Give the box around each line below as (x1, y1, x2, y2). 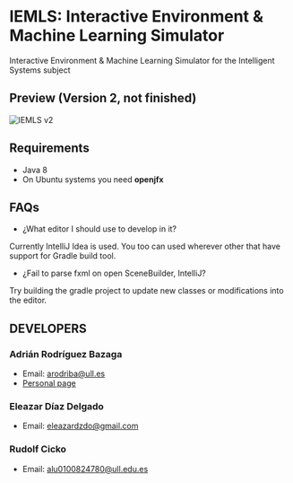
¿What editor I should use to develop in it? (22, 224, 177, 234)
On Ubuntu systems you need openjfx (22, 173, 164, 185)
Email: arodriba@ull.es (22, 368, 106, 379)
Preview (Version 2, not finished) (9, 91, 197, 106)
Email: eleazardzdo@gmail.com (22, 420, 139, 432)
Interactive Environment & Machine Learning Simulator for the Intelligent (9, 55, 275, 66)
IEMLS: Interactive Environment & (9, 6, 264, 27)
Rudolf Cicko (9, 443, 67, 455)
